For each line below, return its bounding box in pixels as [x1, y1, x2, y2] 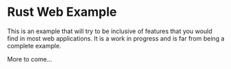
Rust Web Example [7, 4, 117, 20]
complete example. [7, 41, 62, 50]
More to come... [7, 55, 52, 63]
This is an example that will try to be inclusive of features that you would [7, 27, 212, 35]
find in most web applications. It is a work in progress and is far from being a [7, 34, 225, 42]
